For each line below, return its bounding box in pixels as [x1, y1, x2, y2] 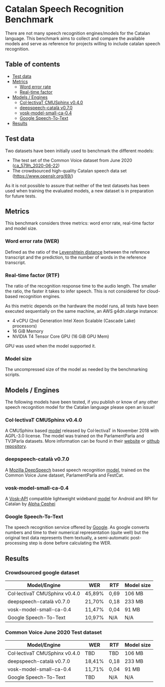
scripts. [5, 372, 21, 378]
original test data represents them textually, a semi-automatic [5, 535, 130, 541]
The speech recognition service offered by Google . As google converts [5, 524, 149, 530]
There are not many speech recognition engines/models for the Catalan [5, 30, 150, 36]
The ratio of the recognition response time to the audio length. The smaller [5, 283, 156, 289]
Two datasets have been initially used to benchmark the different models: [5, 148, 154, 154]
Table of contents [5, 60, 60, 68]
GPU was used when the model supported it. [5, 343, 96, 349]
